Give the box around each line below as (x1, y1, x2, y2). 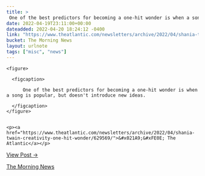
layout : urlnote (6, 43, 48, 50)
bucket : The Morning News (6, 37, 72, 43)
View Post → (6, 151, 38, 158)
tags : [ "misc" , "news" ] (6, 49, 67, 55)
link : (6, 32, 20, 38)
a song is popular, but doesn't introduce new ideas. (6, 92, 146, 98)
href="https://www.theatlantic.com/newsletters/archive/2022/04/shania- (6, 130, 195, 136)
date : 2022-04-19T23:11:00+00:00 (6, 20, 92, 26)
